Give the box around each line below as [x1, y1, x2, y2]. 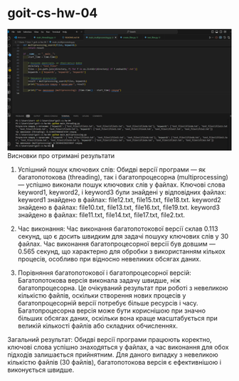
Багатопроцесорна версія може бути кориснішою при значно [17, 306, 206, 315]
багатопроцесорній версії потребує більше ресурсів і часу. [17, 298, 198, 307]
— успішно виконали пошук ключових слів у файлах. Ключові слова [17, 180, 225, 189]
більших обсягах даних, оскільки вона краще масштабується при [17, 313, 218, 322]
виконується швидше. [7, 365, 75, 374]
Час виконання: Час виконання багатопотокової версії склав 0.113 [17, 224, 218, 233]
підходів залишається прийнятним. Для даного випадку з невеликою [7, 350, 218, 359]
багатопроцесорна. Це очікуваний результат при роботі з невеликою [17, 283, 228, 292]
